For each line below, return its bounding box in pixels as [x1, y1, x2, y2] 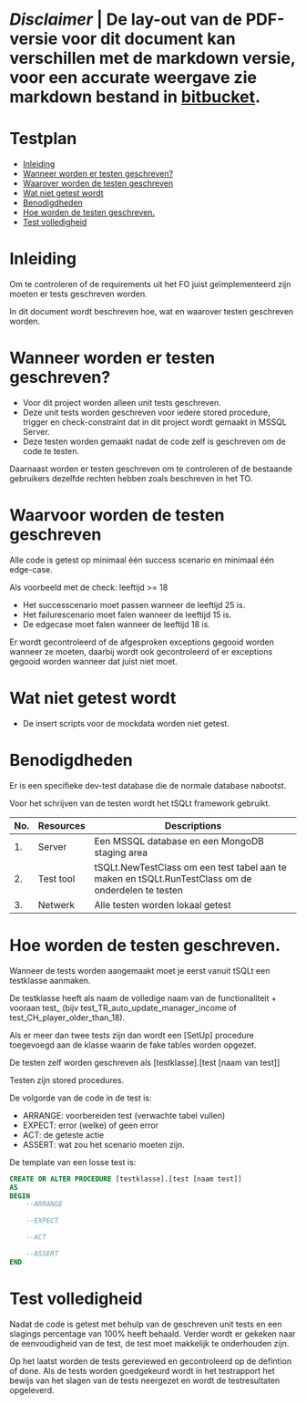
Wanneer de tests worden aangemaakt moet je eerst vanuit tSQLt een [9, 965, 270, 976]
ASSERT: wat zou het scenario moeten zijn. [22, 1139, 185, 1150]
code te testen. [22, 446, 80, 456]
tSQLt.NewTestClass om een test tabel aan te [94, 861, 287, 873]
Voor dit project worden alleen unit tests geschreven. [22, 398, 221, 408]
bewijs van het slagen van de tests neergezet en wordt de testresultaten [9, 1375, 280, 1386]
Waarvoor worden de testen [9, 505, 225, 526]
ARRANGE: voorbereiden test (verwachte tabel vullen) [22, 1110, 226, 1121]
